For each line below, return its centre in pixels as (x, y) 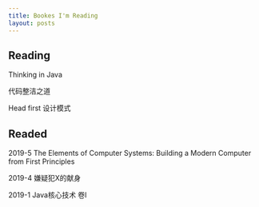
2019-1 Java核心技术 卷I (48, 195)
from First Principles (42, 161)
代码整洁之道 (29, 91)
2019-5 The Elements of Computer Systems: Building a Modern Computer (130, 153)
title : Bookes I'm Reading (53, 16)
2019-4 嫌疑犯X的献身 (45, 178)
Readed (28, 134)
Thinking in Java (35, 75)
